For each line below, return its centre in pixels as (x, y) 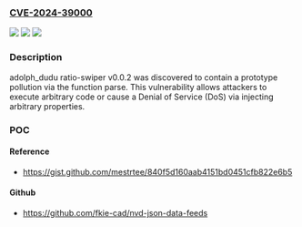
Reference (30, 151)
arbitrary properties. (47, 106)
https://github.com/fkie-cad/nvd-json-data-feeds (115, 212)
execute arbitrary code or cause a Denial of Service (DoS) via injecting (142, 97)
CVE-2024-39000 (51, 13)
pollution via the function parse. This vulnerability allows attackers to (138, 87)
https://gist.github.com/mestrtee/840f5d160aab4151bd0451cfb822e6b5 (157, 171)
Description (36, 57)
